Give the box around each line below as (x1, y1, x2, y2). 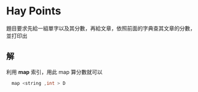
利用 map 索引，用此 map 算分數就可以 (6, 68, 103, 75)
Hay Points (6, 4, 62, 18)
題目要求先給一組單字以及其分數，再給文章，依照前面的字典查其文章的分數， (6, 24, 196, 32)
